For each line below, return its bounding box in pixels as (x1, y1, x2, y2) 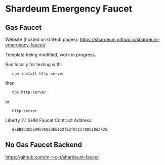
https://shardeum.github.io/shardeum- (79, 36, 160, 42)
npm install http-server (12, 71, 65, 76)
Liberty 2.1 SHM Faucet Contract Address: (5, 117, 93, 123)
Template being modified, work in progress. (5, 51, 96, 58)
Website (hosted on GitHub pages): (5, 36, 79, 42)
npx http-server (12, 90, 47, 95)
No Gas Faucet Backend (5, 141, 82, 149)
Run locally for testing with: (5, 62, 62, 67)
